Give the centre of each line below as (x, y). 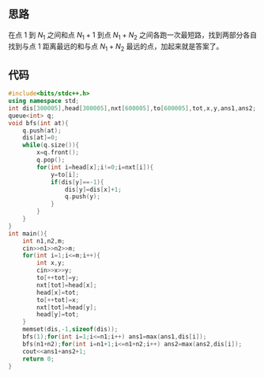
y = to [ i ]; (65, 174)
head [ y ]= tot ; (58, 315)
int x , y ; (51, 263)
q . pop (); (51, 160)
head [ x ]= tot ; (58, 292)
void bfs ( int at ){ (38, 123)
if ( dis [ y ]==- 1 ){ (77, 182)
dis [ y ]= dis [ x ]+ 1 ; (93, 189)
